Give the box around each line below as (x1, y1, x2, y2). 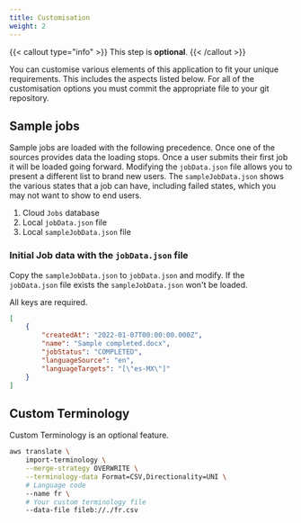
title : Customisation (9, 13, 91, 23)
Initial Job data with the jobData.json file (9, 249, 189, 262)
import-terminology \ (25, 455, 106, 464)
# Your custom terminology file (25, 497, 146, 507)
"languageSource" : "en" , (41, 356, 135, 365)
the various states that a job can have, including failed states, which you (9, 181, 277, 192)
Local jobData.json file (22, 217, 108, 228)
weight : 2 (9, 22, 47, 31)
